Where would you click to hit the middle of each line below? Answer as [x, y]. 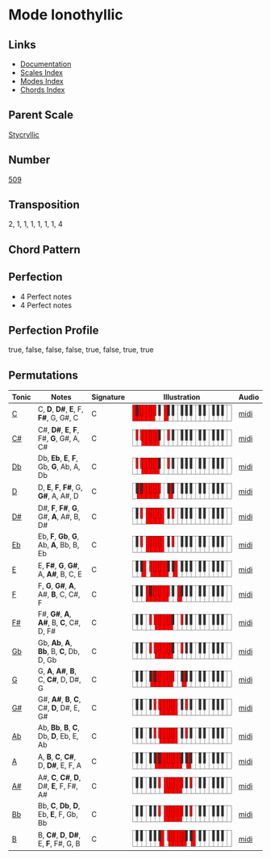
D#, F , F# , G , [58, 508]
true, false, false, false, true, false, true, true [81, 350]
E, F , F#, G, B [59, 843]
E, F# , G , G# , [58, 565]
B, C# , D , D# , [59, 835]
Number [29, 160]
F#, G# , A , [54, 614]
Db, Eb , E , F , [58, 459]
